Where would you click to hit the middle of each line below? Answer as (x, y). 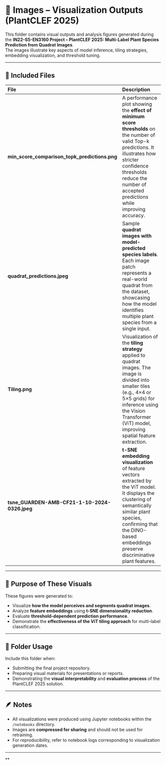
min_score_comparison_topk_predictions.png (62, 156)
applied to (134, 355)
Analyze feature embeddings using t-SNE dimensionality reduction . (83, 611)
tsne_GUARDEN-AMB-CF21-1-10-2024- (59, 502)
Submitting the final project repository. (51, 668)
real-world (135, 279)
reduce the (135, 178)
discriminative (138, 555)
